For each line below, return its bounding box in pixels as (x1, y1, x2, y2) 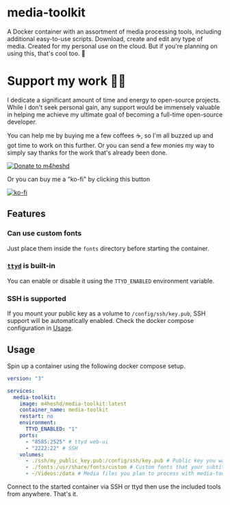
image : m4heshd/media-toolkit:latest (19, 400, 127, 407)
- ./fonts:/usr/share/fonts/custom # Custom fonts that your (25, 464, 204, 471)
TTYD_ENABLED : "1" (25, 426, 78, 432)
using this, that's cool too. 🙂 (7, 49, 86, 57)
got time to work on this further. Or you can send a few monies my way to (7, 141, 214, 149)
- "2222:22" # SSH (25, 445, 78, 452)
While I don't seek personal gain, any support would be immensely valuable (7, 103, 220, 111)
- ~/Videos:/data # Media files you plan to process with (25, 470, 194, 477)
